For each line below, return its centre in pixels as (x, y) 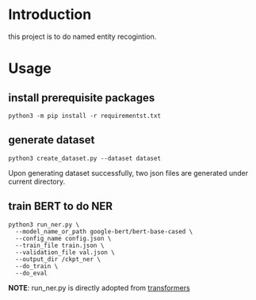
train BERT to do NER (61, 206)
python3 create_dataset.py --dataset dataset (84, 158)
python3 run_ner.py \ (44, 224)
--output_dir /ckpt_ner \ (58, 259)
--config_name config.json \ (63, 238)
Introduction (50, 15)
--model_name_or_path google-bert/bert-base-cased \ (104, 231)
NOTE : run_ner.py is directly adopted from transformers (99, 287)
